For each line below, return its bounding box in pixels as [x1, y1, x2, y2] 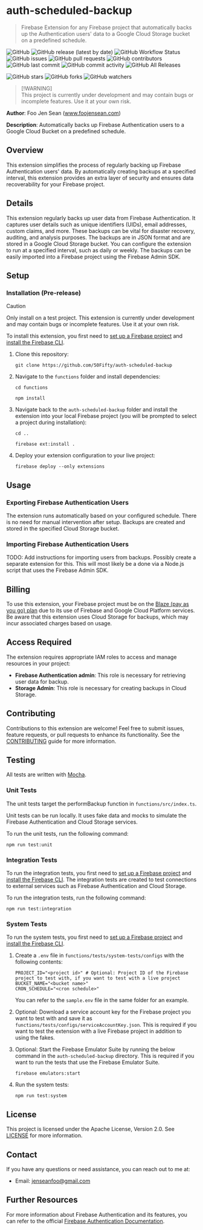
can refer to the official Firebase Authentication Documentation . [6, 1217, 165, 1225]
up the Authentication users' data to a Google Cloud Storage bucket [21, 30, 190, 37]
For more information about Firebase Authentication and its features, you [6, 1211, 187, 1218]
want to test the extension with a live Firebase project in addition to [14, 1027, 182, 1035]
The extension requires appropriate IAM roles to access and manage [6, 653, 177, 660]
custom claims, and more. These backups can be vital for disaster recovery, [6, 227, 195, 234]
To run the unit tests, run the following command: [6, 830, 129, 837]
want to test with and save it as [14, 1015, 92, 1022]
